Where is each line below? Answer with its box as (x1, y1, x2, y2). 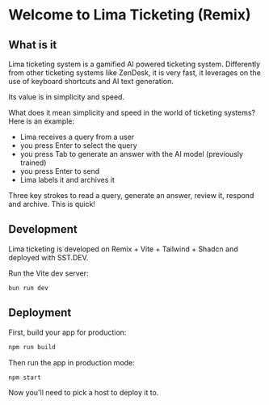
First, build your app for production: (8, 327, 127, 337)
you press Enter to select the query (19, 141, 137, 150)
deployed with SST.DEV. (8, 252, 89, 262)
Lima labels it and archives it (19, 175, 116, 184)
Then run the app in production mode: (8, 357, 135, 367)
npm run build (8, 343, 57, 351)
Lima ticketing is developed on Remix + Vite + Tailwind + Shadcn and (8, 244, 238, 254)
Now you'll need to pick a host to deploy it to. (8, 388, 159, 398)
